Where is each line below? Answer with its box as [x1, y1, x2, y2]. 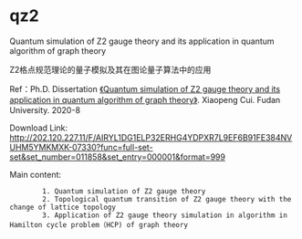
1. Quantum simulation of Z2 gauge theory [42, 186, 206, 196]
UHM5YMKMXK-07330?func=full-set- [9, 141, 153, 152]
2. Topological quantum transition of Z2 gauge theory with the [42, 194, 292, 203]
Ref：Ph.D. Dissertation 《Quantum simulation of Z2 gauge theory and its [9, 83, 281, 94]
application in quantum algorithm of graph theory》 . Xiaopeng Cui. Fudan [9, 94, 281, 105]
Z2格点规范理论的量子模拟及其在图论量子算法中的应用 [9, 64, 212, 75]
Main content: [9, 169, 62, 180]
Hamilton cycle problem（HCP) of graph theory [9, 220, 189, 229]
